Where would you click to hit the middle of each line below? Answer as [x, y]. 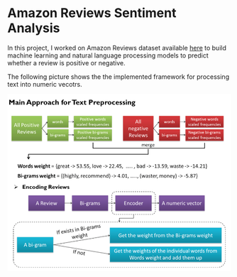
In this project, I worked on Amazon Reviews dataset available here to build [117, 48]
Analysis [34, 28]
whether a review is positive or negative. [66, 63]
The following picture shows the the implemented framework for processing [118, 77]
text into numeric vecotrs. [45, 84]
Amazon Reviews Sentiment [92, 13]
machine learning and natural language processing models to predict [108, 55]
